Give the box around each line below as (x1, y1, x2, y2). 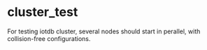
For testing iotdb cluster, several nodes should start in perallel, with (7, 27, 201, 35)
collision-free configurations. (7, 34, 91, 42)
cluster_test (7, 4, 78, 20)
